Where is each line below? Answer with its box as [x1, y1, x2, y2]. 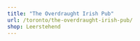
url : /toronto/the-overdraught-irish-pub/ [7, 17, 133, 24]
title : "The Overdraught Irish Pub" [7, 10, 114, 17]
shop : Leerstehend [7, 23, 61, 30]
